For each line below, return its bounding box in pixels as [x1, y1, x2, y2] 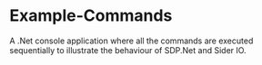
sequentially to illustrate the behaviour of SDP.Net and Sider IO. [9, 44, 247, 55]
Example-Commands [9, 5, 173, 26]
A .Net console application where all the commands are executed [9, 35, 254, 46]
